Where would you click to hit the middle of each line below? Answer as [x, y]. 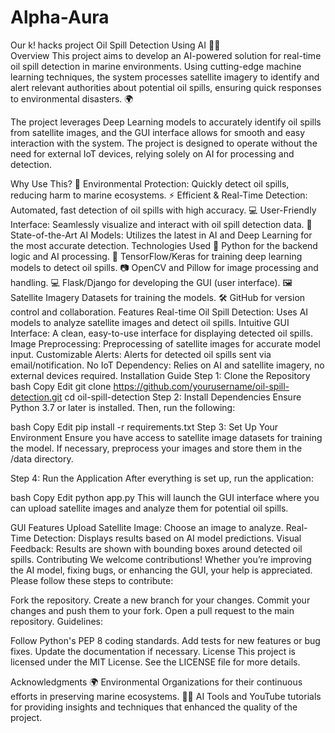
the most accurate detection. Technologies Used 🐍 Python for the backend [164, 245]
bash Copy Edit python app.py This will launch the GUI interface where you [165, 497]
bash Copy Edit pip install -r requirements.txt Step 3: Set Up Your [144, 427]
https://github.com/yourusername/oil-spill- [201, 386]
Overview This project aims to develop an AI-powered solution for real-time [166, 55]
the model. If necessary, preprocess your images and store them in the [156, 448]
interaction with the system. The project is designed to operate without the [164, 143]
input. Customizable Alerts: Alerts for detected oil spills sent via [141, 354]
